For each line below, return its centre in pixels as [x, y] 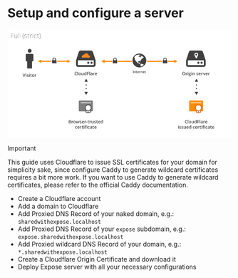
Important [22, 148]
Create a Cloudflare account [59, 198]
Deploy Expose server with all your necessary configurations [107, 267]
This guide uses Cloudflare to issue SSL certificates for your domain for [112, 162]
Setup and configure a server [95, 13]
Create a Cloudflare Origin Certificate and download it [97, 259]
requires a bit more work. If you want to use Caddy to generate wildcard [113, 177]
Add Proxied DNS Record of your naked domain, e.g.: [96, 213]
